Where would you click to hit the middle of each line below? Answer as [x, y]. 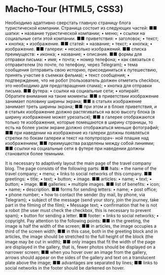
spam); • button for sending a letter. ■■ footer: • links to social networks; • [82, 215]
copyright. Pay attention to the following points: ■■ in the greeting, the [77, 221]
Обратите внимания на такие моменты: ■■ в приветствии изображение [82, 96]
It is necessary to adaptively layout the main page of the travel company [78, 163]
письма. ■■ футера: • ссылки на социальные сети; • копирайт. [72, 91]
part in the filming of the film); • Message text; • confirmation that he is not [81, 205]
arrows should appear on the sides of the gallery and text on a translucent [80, 257]
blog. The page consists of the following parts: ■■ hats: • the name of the [81, 168]
